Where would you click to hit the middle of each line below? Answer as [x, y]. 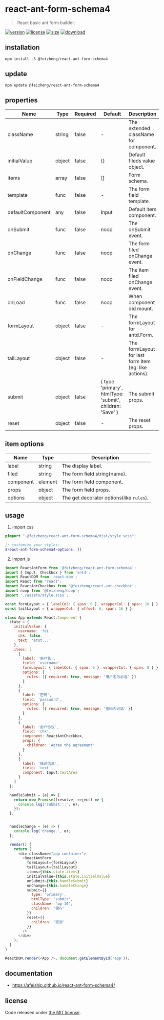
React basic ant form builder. [46, 23]
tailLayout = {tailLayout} [52, 867]
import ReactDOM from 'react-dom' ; [41, 577]
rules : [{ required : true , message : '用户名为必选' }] [82, 677]
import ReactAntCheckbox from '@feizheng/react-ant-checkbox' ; [71, 586]
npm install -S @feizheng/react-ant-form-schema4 [57, 59]
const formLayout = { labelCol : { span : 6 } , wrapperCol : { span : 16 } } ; [83, 604]
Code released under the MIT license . [43, 1013]
